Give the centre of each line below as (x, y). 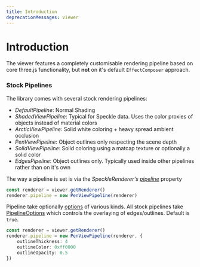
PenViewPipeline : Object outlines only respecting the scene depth (96, 142)
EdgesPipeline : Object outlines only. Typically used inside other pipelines (104, 161)
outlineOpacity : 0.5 (42, 253)
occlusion (27, 135)
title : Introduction (32, 12)
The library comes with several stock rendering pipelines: (77, 98)
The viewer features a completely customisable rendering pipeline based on (100, 63)
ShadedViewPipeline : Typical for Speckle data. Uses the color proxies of (104, 116)
